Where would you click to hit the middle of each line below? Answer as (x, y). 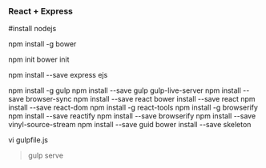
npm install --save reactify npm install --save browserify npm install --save (132, 116)
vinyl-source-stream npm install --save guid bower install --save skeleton (130, 125)
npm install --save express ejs (58, 75)
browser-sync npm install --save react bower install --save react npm (140, 99)
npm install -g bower (42, 44)
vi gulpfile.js (28, 140)
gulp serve (46, 156)
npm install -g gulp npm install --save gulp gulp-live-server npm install (125, 90)
